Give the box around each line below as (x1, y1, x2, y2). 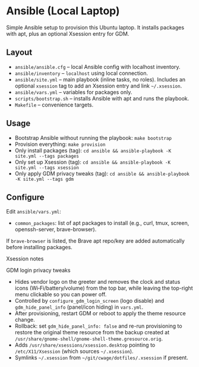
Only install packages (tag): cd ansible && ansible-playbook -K (14, 147, 172, 154)
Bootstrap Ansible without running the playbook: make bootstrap (14, 134, 172, 141)
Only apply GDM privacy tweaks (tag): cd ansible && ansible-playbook (14, 170, 190, 177)
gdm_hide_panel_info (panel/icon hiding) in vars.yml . (14, 303, 144, 310)
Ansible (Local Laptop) (6, 4, 120, 18)
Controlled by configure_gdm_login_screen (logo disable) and (14, 297, 165, 305)
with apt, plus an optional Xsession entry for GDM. (6, 30, 129, 37)
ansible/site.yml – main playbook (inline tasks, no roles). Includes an (14, 76, 186, 83)
